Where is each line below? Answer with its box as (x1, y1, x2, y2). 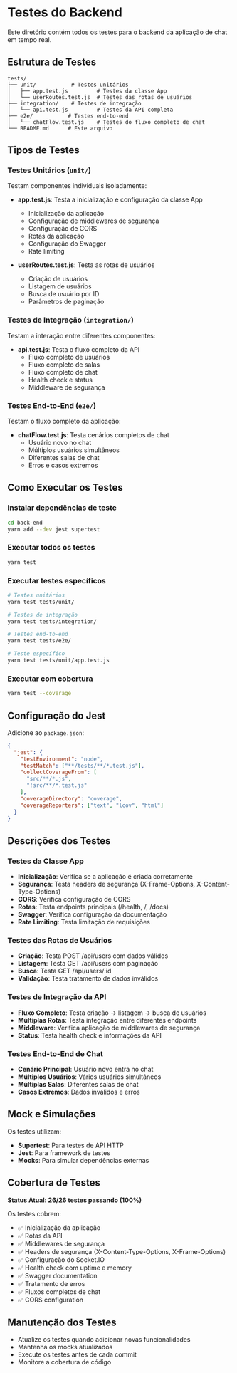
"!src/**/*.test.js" (26, 782, 88, 789)
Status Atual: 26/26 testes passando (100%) (7, 1196, 142, 1204)
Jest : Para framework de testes (17, 1148, 110, 1157)
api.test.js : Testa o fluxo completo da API (17, 345, 140, 353)
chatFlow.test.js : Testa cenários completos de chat (17, 431, 169, 439)
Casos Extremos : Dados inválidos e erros (17, 1087, 140, 1096)
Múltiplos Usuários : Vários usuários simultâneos (17, 1072, 162, 1081)
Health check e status (28, 375, 93, 384)
